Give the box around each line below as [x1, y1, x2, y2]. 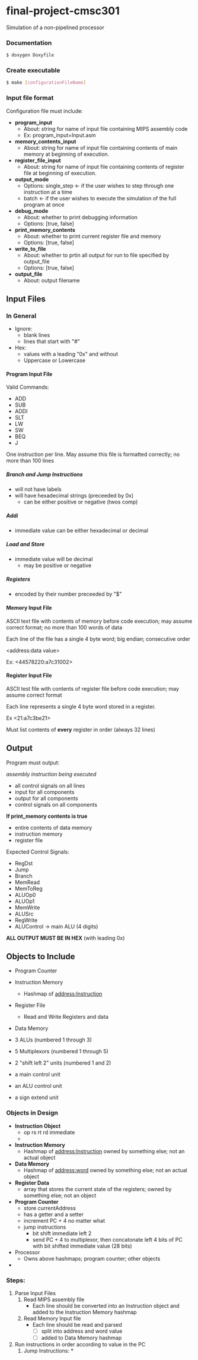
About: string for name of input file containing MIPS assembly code [23, 125, 188, 132]
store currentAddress [23, 1204, 76, 1211]
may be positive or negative [23, 562, 92, 569]
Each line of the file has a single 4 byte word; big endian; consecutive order [6, 635, 191, 643]
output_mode [14, 175, 49, 182]
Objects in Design [6, 1109, 58, 1117]
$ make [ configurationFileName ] [6, 80, 86, 86]
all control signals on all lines [14, 782, 85, 789]
